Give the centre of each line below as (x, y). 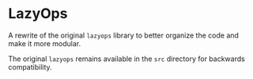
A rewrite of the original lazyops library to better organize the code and (124, 35)
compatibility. (30, 66)
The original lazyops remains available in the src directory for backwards (126, 59)
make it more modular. (45, 43)
